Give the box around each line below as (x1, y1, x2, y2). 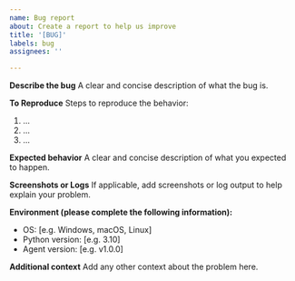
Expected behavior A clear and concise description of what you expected (9, 152, 287, 164)
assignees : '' (9, 47, 64, 56)
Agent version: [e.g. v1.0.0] (22, 244, 124, 255)
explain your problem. (9, 189, 91, 200)
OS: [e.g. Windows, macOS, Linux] (22, 225, 152, 236)
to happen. (9, 162, 50, 173)
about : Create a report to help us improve (9, 22, 177, 31)
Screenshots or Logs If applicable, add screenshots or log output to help (9, 179, 283, 191)
